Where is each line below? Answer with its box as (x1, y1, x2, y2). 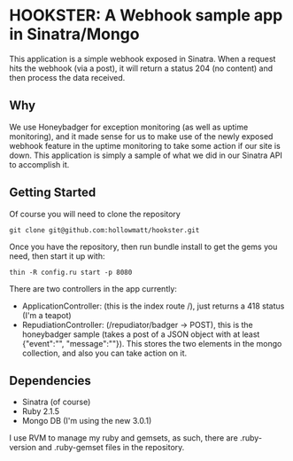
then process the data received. (9, 72, 126, 82)
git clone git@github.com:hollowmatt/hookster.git (9, 225, 200, 235)
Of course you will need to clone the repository (9, 208, 181, 219)
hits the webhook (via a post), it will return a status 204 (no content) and (9, 63, 274, 74)
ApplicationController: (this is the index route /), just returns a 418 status (21, 301, 285, 311)
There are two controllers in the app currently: (9, 283, 177, 293)
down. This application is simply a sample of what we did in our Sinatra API (9, 150, 283, 160)
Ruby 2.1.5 (21, 406, 60, 417)
